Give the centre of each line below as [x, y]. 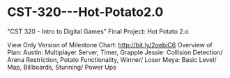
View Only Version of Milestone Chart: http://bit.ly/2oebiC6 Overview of [110, 45]
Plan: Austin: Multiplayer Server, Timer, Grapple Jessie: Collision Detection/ [115, 52]
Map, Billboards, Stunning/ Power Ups [62, 67]
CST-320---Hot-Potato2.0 [85, 12]
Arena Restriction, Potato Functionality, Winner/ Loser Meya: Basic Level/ [112, 59]
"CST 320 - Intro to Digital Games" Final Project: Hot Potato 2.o [98, 31]
